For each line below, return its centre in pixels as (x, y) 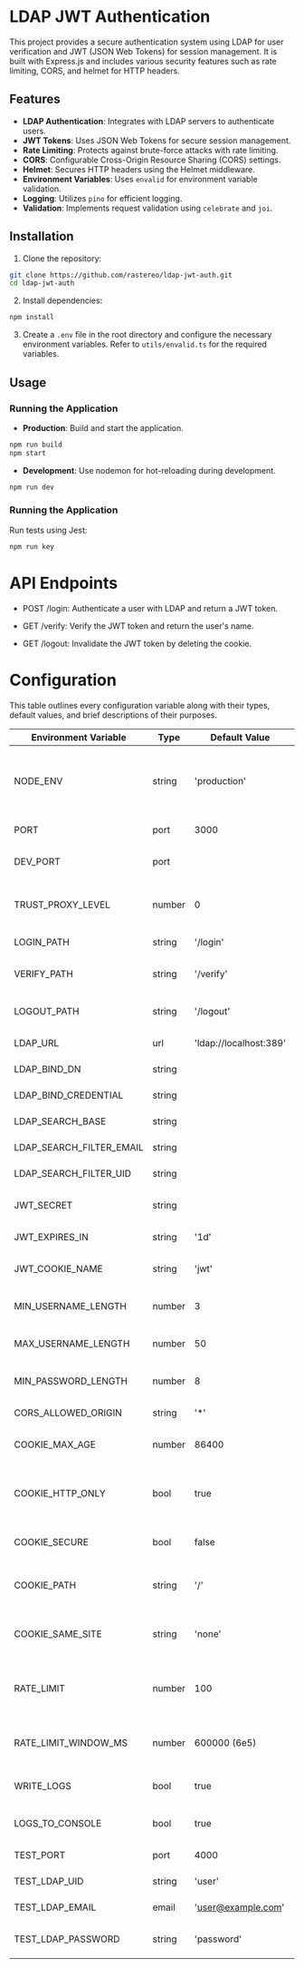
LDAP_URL (37, 1043)
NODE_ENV (38, 780)
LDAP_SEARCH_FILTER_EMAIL (79, 1147)
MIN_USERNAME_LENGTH (70, 1306)
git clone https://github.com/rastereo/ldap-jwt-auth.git (121, 275)
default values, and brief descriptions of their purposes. (113, 715)
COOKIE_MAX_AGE (55, 1444)
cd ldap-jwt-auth (42, 283)
